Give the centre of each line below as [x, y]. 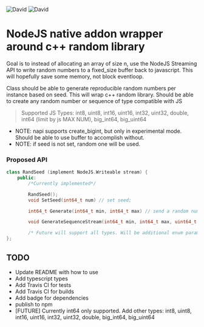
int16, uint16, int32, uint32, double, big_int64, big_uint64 [85, 317]
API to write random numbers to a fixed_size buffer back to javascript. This [100, 70]
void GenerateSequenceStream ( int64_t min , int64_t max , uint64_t [113, 222]
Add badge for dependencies [52, 298]
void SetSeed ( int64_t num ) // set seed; [80, 200]
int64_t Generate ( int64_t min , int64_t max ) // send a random [108, 211]
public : [27, 178]
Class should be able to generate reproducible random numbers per [91, 88]
